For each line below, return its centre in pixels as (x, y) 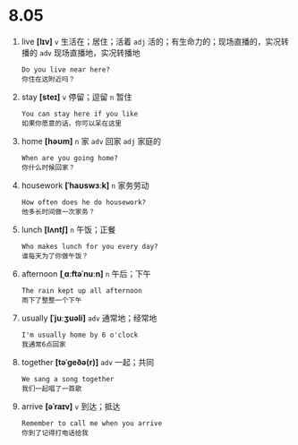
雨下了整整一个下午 (51, 300)
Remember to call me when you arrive (92, 423)
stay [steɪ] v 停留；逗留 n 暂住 (77, 97)
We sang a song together (68, 379)
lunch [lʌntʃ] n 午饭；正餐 (68, 229)
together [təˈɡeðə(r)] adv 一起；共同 (88, 362)
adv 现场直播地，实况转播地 (89, 52)
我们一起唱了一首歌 (51, 389)
